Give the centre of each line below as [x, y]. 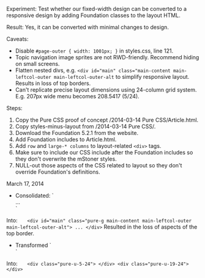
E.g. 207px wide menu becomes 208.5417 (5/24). [77, 96]
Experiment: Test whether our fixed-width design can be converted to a [96, 9]
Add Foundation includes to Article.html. [66, 139]
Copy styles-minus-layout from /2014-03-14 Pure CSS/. [85, 126]
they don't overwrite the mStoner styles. [66, 159]
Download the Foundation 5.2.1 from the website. [77, 133]
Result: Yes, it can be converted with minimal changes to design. [88, 27]
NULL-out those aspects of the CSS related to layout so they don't [99, 165]
